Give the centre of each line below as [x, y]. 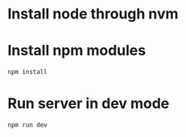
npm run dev [27, 125]
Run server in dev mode [89, 104]
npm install [27, 72]
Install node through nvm [93, 14]
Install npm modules [77, 51]
